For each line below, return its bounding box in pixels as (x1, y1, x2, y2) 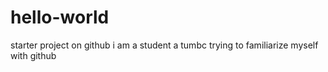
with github (10, 49, 57, 61)
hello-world (10, 6, 110, 29)
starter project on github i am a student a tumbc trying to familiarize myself (10, 39, 319, 51)
